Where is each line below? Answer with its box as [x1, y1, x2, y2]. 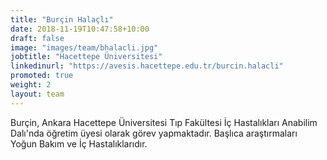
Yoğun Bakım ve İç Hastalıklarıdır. [10, 137, 148, 150]
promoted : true [10, 71, 74, 81]
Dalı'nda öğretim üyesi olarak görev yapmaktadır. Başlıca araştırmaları [10, 127, 298, 139]
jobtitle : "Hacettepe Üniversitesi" [10, 52, 163, 62]
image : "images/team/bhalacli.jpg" [10, 42, 159, 53]
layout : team [10, 89, 65, 99]
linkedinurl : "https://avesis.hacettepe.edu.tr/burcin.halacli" [10, 61, 284, 71]
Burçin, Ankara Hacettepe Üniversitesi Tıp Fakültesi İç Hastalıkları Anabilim [10, 116, 318, 128]
